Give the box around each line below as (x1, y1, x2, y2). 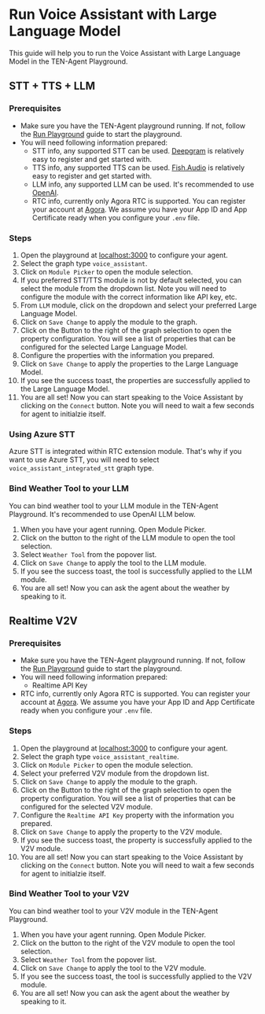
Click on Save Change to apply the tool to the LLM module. (20, 558, 207, 567)
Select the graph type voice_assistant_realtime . (20, 751, 179, 761)
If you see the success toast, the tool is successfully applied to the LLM (20, 566, 252, 576)
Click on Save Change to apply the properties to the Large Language (20, 359, 239, 368)
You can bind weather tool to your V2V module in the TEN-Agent (9, 906, 219, 916)
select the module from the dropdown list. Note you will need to (20, 283, 227, 293)
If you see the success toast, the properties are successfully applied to (20, 375, 251, 385)
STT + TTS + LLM (9, 79, 96, 93)
